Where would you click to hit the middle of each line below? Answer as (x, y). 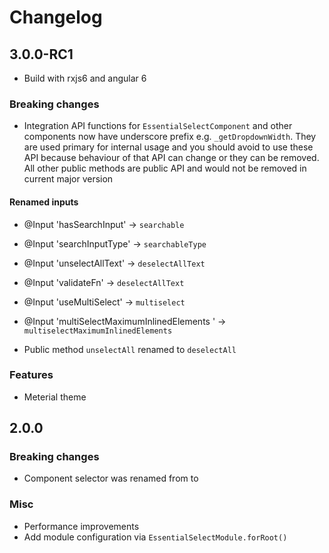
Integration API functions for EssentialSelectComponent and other (158, 126)
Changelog (56, 17)
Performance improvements (81, 526)
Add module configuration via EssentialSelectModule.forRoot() (155, 537)
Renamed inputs (44, 202)
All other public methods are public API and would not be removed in (165, 168)
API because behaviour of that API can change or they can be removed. (171, 158)
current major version (68, 179)
